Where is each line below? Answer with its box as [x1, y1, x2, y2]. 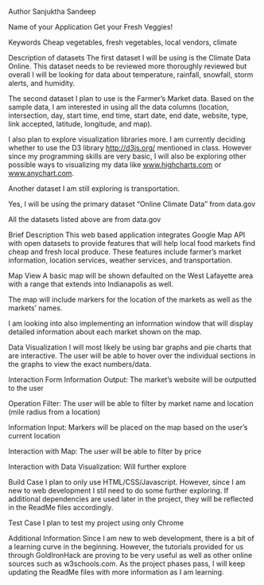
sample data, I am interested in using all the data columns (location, [8, 103, 229, 111]
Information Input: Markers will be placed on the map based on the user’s [8, 423, 248, 432]
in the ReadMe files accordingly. [8, 503, 114, 512]
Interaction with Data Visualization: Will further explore [8, 462, 187, 471]
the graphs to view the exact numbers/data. [8, 360, 152, 369]
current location [8, 431, 61, 440]
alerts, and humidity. [8, 79, 76, 88]
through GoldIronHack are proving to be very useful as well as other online [8, 551, 253, 560]
